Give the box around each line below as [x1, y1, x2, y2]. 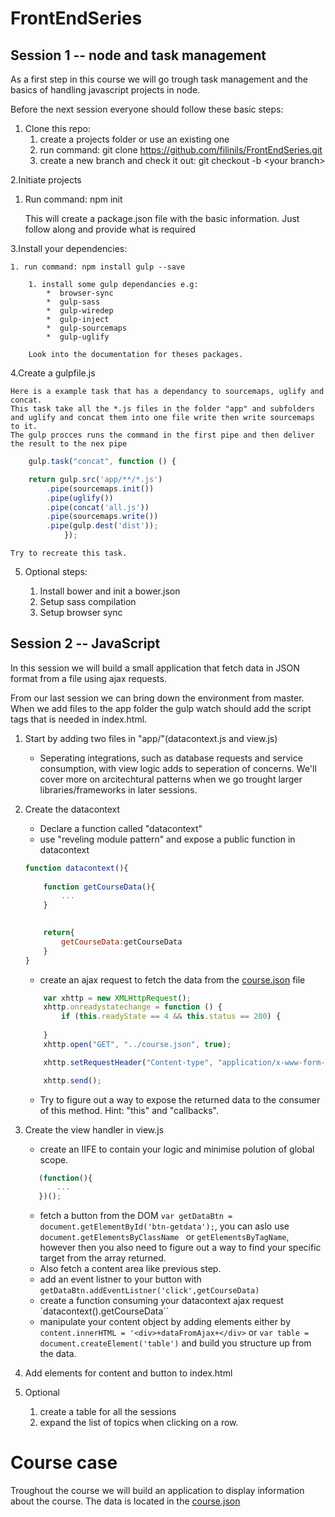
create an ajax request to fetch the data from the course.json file [39, 973, 306, 986]
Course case [10, 1452, 118, 1474]
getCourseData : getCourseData [61, 937, 183, 947]
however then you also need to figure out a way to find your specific [39, 1242, 322, 1254]
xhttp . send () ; [43, 1075, 102, 1086]
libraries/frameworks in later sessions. [39, 783, 198, 796]
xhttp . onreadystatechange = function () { [43, 1002, 223, 1012]
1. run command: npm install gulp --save [10, 262, 186, 272]
